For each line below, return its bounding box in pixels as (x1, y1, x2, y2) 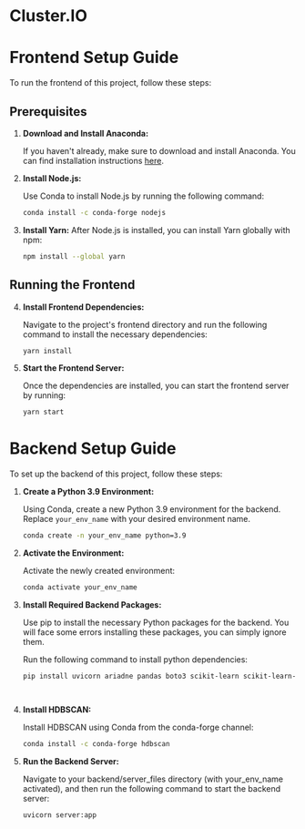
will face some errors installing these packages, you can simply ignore (22, 626, 287, 638)
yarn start (22, 407, 65, 417)
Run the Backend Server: (22, 755, 120, 766)
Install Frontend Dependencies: (22, 302, 145, 312)
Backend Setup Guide (9, 438, 177, 459)
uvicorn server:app (22, 810, 97, 820)
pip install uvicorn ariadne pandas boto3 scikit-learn (22, 671, 239, 681)
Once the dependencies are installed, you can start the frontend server (22, 380, 290, 392)
